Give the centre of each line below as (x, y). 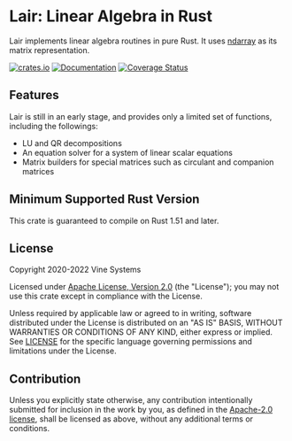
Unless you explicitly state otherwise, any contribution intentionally (131, 400)
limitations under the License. (63, 351)
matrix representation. (50, 50)
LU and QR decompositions (72, 143)
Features (34, 95)
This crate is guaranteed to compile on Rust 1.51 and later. (114, 220)
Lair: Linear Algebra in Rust (111, 16)
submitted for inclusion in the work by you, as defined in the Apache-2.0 (141, 410)
